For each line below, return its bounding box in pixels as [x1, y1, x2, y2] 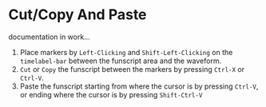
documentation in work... [8, 32, 90, 42]
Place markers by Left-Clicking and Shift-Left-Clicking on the [19, 47, 233, 57]
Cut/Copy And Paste [8, 6, 147, 24]
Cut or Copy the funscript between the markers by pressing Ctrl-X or [19, 64, 245, 73]
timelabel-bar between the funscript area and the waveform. [19, 56, 222, 65]
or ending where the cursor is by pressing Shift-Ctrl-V [19, 89, 203, 99]
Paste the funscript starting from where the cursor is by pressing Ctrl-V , [19, 81, 259, 91]
